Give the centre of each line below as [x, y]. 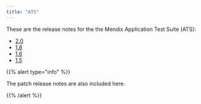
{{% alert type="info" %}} [38, 72]
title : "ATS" [23, 12]
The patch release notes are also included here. [66, 83]
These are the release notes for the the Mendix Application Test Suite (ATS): [101, 29]
